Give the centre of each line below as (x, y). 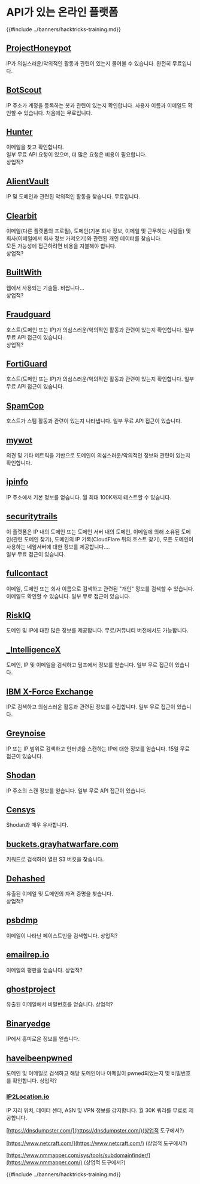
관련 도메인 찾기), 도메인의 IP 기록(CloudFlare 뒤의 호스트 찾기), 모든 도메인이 (103, 539)
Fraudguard (28, 314)
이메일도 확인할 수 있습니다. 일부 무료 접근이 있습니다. (68, 596)
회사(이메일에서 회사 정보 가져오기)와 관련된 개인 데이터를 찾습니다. (84, 238)
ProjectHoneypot (39, 48)
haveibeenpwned (40, 1058)
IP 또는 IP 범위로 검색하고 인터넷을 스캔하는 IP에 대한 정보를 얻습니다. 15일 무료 (98, 748)
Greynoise (26, 733)
